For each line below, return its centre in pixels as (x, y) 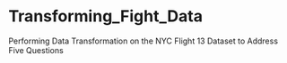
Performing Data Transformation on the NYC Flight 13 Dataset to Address (143, 41)
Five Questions (36, 50)
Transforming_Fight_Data (106, 16)
